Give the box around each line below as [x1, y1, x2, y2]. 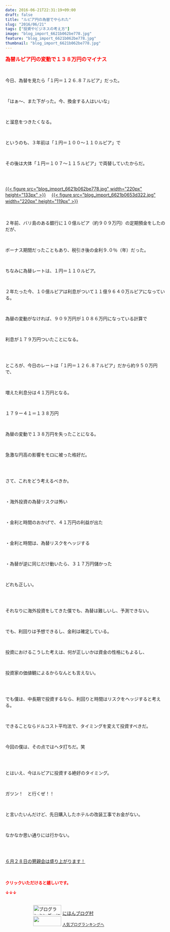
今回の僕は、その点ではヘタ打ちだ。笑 [5, 743, 85, 750]
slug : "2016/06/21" [5, 21, 47, 27]
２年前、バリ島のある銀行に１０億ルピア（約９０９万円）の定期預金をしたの [5, 220, 165, 226]
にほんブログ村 [62, 910, 94, 916]
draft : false [5, 12, 33, 17]
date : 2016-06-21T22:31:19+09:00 [5, 7, 76, 13]
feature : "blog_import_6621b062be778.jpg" [5, 36, 96, 41]
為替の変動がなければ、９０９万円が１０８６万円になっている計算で [5, 315, 148, 321]
